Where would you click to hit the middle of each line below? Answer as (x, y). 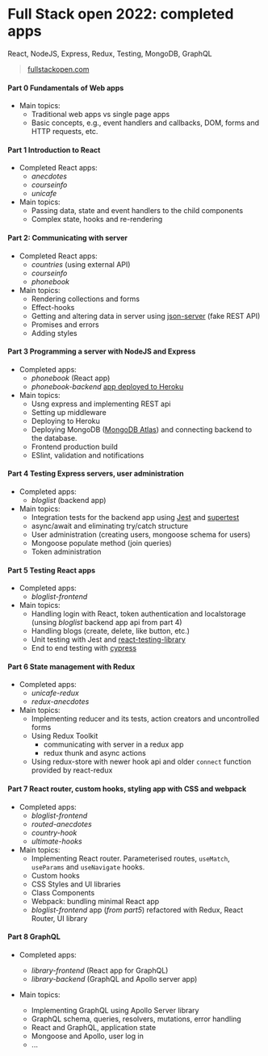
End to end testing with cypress (84, 648)
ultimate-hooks (57, 841)
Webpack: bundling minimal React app (95, 901)
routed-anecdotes (61, 823)
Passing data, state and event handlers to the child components (137, 211)
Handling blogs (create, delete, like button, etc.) (111, 631)
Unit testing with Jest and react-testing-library (109, 639)
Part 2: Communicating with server (68, 237)
